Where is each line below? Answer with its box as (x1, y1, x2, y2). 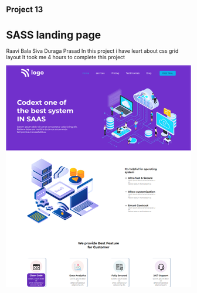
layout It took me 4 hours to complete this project (6, 54, 125, 61)
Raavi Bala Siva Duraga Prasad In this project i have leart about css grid (6, 47, 179, 54)
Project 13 (6, 5, 43, 15)
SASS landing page (6, 28, 101, 42)
